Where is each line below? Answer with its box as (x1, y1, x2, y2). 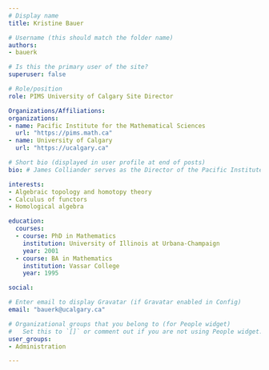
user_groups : (8, 335, 52, 343)
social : (8, 284, 34, 292)
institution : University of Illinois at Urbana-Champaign (22, 239, 220, 247)
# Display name (8, 11, 59, 20)
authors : (8, 41, 38, 49)
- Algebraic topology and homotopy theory (8, 187, 152, 196)
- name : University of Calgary (8, 137, 113, 145)
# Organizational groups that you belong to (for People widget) (8, 320, 231, 328)
